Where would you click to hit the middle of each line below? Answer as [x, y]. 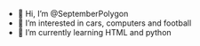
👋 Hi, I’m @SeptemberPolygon [73, 14]
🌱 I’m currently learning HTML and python [94, 32]
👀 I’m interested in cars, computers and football [104, 23]
